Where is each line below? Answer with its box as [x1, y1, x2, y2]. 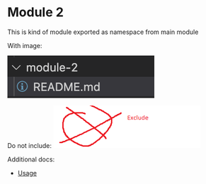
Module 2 [7, 4, 64, 21]
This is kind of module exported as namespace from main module [7, 28, 199, 36]
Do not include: [7, 141, 52, 149]
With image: [7, 41, 42, 50]
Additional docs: [7, 155, 55, 163]
